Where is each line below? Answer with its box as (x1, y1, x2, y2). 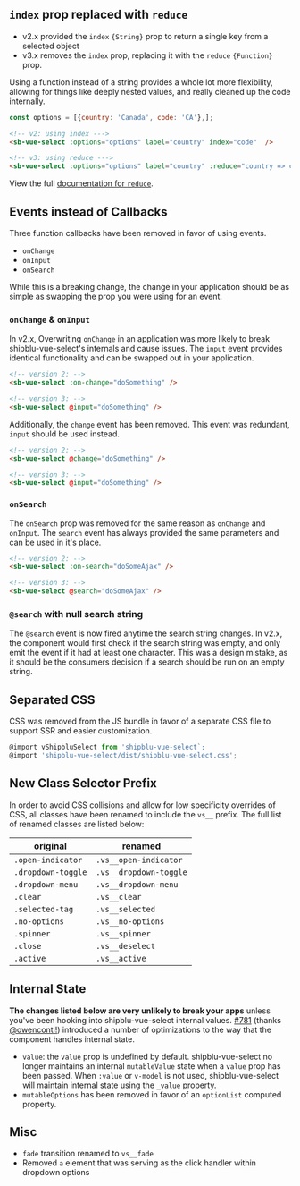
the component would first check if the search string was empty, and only (9, 638, 281, 648)
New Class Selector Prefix (9, 775, 158, 791)
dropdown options (21, 1167, 90, 1178)
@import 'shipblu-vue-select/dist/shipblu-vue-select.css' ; (9, 751, 238, 760)
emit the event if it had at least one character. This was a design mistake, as (9, 648, 288, 658)
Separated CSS (9, 692, 96, 707)
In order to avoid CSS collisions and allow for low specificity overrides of (9, 800, 277, 810)
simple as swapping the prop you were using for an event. (9, 291, 223, 301)
